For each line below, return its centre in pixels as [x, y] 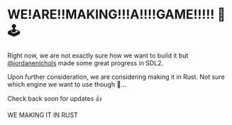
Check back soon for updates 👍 [55, 98]
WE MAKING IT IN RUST [43, 115]
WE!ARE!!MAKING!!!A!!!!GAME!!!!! [111, 15]
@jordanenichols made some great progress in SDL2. [85, 62]
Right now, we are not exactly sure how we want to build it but [98, 55]
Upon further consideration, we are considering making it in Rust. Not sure [116, 77]
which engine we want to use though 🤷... [67, 84]
